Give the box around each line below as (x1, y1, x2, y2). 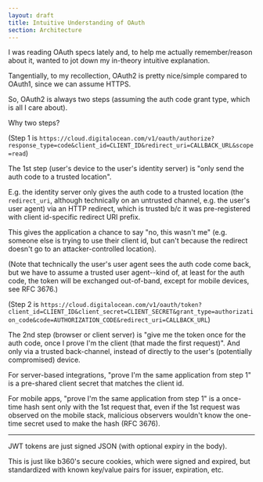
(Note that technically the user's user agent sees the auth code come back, (8, 260, 252, 269)
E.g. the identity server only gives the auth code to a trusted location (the (8, 188, 244, 197)
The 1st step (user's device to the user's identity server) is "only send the (8, 164, 244, 173)
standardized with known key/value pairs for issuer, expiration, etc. (8, 465, 224, 475)
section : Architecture (8, 26, 82, 34)
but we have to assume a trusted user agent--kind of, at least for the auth (8, 268, 245, 277)
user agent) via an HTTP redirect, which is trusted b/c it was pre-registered (8, 204, 250, 214)
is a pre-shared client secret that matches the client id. (8, 378, 185, 389)
